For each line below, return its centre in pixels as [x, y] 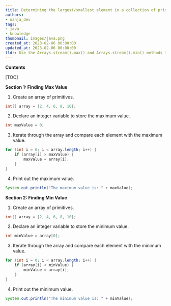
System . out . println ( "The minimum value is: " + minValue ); [69, 298]
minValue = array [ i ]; [47, 270]
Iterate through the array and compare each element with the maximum [88, 135]
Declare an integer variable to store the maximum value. [71, 116]
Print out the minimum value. [43, 289]
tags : [11, 24]
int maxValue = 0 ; [25, 125]
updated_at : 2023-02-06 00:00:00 [41, 48]
